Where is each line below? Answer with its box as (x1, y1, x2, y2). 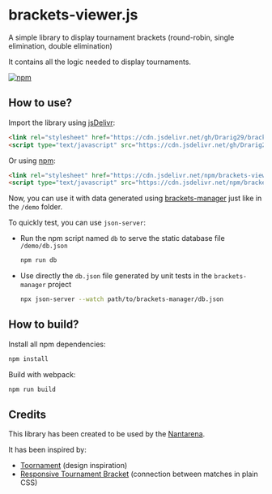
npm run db (19, 256, 57, 264)
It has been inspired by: (8, 445, 87, 455)
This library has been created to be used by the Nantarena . (8, 429, 206, 439)
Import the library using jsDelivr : (8, 118, 116, 127)
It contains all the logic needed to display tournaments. (8, 57, 192, 67)
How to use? (8, 96, 73, 110)
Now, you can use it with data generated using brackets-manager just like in (8, 193, 262, 204)
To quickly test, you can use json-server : (8, 217, 146, 228)
